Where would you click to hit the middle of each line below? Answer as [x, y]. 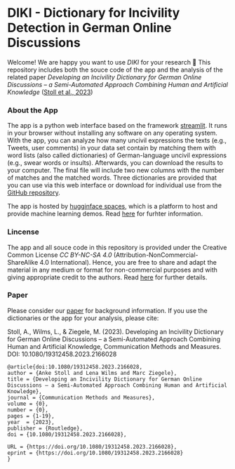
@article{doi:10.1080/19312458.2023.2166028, [75, 366]
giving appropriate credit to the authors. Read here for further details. [107, 277]
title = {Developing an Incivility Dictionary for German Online [105, 379]
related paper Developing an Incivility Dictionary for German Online [105, 77]
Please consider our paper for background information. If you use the [108, 310]
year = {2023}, [31, 422]
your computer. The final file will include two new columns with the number [116, 171]
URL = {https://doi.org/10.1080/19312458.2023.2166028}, [92, 447]
